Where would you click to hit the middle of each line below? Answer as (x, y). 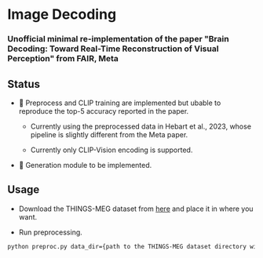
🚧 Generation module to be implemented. (85, 165)
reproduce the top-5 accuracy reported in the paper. (104, 111)
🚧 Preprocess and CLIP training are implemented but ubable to (120, 103)
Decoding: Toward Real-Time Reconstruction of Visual (113, 49)
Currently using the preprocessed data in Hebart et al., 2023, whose (141, 126)
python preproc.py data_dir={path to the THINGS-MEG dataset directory (127, 246)
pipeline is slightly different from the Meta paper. (109, 134)
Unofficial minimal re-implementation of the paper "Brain (118, 39)
